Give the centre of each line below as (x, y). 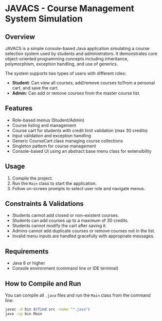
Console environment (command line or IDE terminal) (65, 268)
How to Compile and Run (43, 283)
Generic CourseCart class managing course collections (67, 141)
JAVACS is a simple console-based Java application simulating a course (77, 48)
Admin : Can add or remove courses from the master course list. (76, 93)
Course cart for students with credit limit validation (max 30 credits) (80, 130)
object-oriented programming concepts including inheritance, (67, 59)
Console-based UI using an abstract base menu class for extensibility (82, 151)
